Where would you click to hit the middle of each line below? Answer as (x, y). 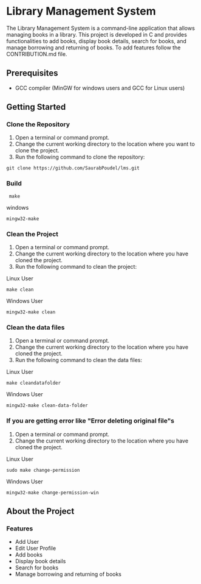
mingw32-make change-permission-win (53, 493)
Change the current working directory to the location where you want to (105, 144)
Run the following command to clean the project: (76, 267)
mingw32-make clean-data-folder (47, 406)
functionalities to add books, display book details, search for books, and (97, 41)
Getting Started (36, 107)
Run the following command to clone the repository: (80, 157)
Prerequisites (32, 73)
